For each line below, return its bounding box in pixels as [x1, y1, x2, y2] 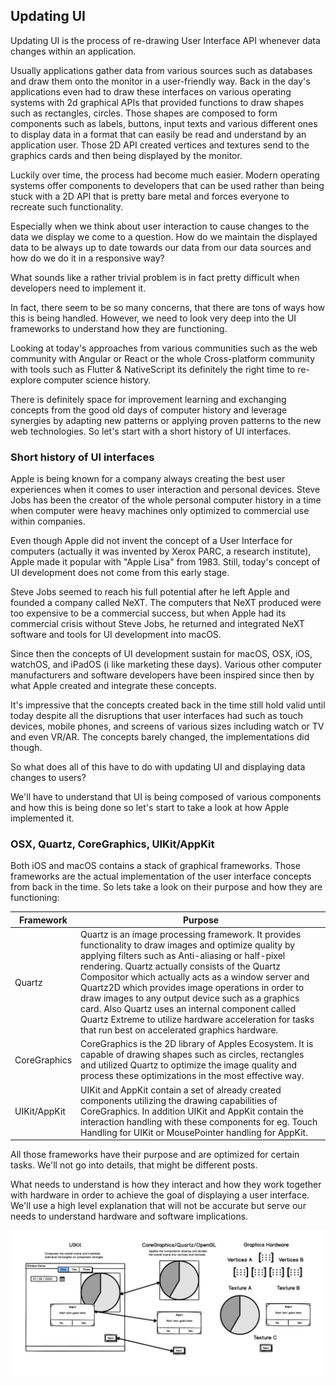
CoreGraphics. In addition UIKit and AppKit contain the [80, 1105, 304, 1117]
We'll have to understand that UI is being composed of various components [10, 791, 322, 803]
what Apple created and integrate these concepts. [10, 680, 217, 692]
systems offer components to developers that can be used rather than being [10, 179, 325, 191]
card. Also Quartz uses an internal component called [80, 1003, 297, 1015]
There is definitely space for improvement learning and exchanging [10, 393, 287, 405]
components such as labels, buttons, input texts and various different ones [10, 117, 318, 129]
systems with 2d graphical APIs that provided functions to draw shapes [10, 96, 305, 108]
